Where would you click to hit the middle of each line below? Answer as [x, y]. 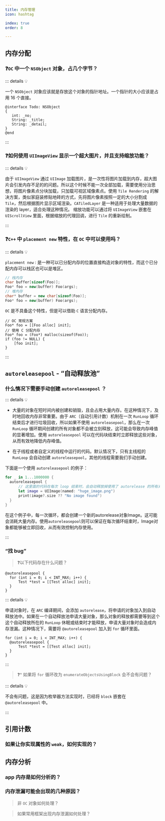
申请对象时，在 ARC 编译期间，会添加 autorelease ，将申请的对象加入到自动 [81, 610]
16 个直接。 [22, 98]
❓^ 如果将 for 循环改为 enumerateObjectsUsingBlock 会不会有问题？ [84, 674]
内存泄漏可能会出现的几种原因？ [43, 791]
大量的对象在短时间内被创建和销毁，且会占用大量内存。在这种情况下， [83, 410]
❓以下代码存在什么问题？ [42, 562]
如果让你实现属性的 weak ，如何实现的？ [51, 744]
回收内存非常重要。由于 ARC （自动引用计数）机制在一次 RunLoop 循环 [90, 416]
